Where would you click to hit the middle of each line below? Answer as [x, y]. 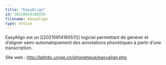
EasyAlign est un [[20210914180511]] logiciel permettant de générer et [77, 37]
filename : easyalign [27, 19]
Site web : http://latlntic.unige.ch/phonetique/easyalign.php [66, 58]
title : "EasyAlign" [25, 10]
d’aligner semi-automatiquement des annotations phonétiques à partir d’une [83, 43]
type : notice [19, 23]
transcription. [19, 48]
